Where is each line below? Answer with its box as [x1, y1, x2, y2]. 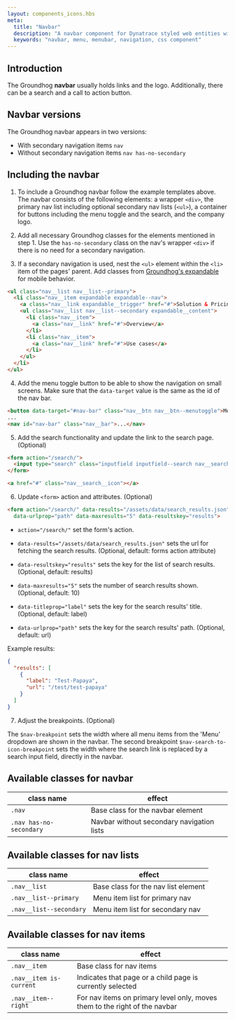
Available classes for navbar [7, 773, 134, 785]
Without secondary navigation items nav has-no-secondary [17, 148, 186, 157]
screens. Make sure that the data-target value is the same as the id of [17, 386, 220, 395]
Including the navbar [7, 169, 100, 181]
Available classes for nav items [7, 928, 145, 941]
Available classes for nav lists [7, 849, 140, 861]
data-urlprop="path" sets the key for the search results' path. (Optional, [17, 623, 225, 632]
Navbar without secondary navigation [90, 816, 215, 826]
